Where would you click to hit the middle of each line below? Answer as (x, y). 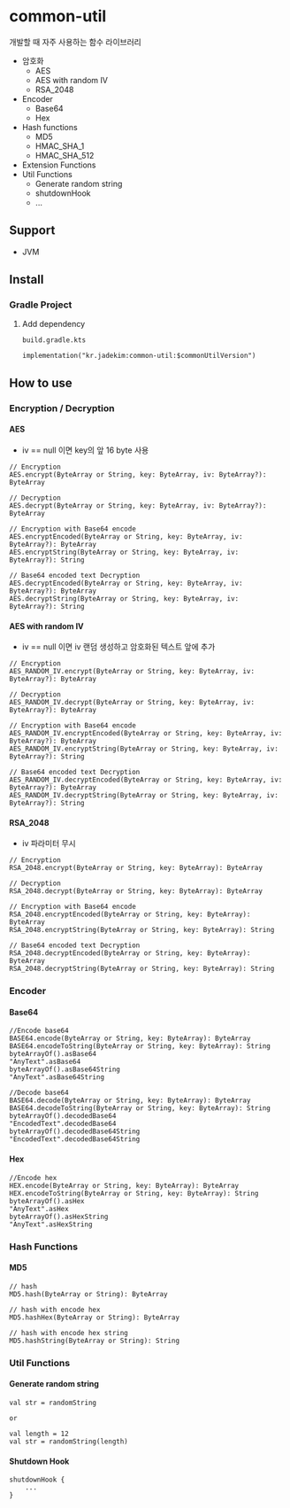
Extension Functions (59, 165)
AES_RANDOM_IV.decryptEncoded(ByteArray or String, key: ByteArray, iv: (146, 780)
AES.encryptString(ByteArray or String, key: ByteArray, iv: (124, 552)
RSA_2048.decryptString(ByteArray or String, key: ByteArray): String (142, 969)
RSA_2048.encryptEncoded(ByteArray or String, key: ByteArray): (130, 914)
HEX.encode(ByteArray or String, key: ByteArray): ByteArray (124, 1185)
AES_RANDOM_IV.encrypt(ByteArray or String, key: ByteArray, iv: (132, 672)
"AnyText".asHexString (51, 1224)
